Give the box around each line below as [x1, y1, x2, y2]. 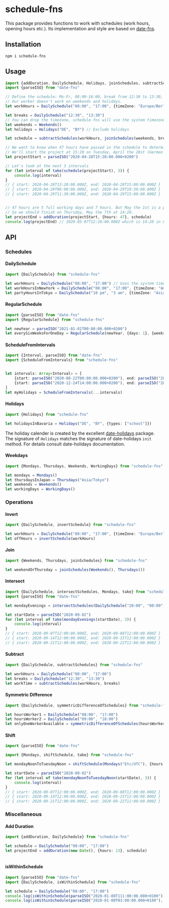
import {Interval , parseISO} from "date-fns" [5, 353, 102, 358]
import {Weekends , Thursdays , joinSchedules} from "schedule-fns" [5, 558, 147, 563]
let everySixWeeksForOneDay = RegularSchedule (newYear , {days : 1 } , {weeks [5, 331, 165, 336]
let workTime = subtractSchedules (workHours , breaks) [5, 681, 121, 686]
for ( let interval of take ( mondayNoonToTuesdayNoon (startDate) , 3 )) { [5, 775, 156, 781]
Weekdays [5, 452, 28, 459]
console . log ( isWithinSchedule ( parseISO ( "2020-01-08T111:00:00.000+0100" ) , [5, 893, 165, 898]
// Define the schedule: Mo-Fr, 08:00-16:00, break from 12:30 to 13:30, [5, 94, 163, 99]
